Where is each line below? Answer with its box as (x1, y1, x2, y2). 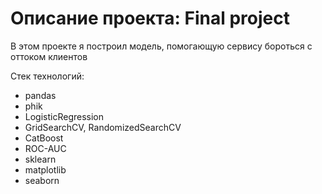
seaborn (24, 174, 60, 186)
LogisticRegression (24, 110, 105, 122)
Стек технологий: (10, 70, 85, 82)
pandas (24, 89, 57, 101)
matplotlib (24, 163, 67, 176)
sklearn (24, 153, 57, 165)
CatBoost (24, 132, 64, 144)
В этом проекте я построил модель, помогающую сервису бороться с (10, 40, 313, 52)
